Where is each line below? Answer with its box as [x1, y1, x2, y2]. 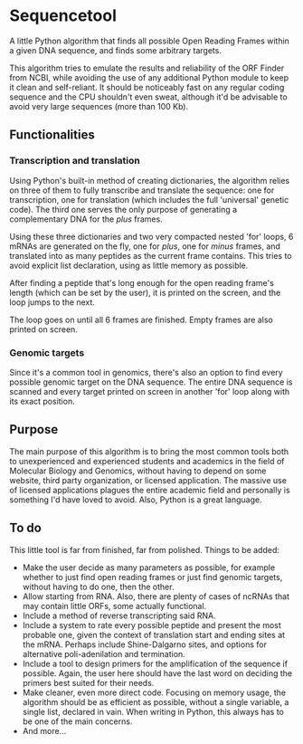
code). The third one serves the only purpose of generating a [9, 204, 238, 215]
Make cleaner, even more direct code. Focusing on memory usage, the [22, 687, 287, 698]
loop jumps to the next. [9, 296, 95, 308]
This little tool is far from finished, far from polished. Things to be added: [9, 544, 280, 555]
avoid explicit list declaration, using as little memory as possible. [9, 260, 249, 271]
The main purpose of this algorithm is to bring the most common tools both [9, 445, 289, 457]
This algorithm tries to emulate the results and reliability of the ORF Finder [9, 62, 285, 73]
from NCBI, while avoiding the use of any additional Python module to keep [9, 72, 289, 82]
